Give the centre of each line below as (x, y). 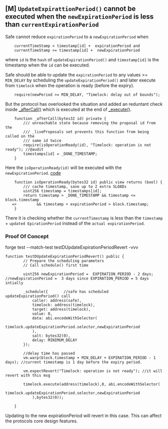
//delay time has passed (49, 353)
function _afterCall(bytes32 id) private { (60, 118)
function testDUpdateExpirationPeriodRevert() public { (65, 257)
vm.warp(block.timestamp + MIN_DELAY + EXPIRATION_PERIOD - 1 (90, 358)
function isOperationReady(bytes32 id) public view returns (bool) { (89, 182)
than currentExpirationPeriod (52, 24)
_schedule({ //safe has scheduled (66, 292)
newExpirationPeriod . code (33, 173)
